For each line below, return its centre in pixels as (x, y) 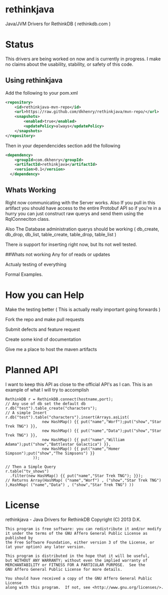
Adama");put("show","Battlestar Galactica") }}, (58, 444)
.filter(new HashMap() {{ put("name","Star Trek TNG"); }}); (77, 476)
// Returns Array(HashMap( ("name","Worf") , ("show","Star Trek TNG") (83, 480)
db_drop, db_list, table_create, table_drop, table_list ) (61, 234)
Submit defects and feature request (43, 329)
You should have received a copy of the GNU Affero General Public (79, 578)
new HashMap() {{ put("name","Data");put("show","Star (101, 431)
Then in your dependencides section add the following (63, 146)
